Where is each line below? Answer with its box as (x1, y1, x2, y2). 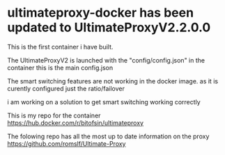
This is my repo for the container (7, 111, 101, 120)
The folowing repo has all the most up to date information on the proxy (7, 132, 210, 140)
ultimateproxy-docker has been (7, 5, 194, 21)
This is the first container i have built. (7, 42, 114, 51)
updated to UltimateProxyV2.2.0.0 (7, 19, 211, 35)
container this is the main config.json (7, 63, 114, 72)
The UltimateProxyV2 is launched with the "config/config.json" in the (7, 56, 205, 64)
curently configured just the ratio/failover (7, 84, 125, 92)
